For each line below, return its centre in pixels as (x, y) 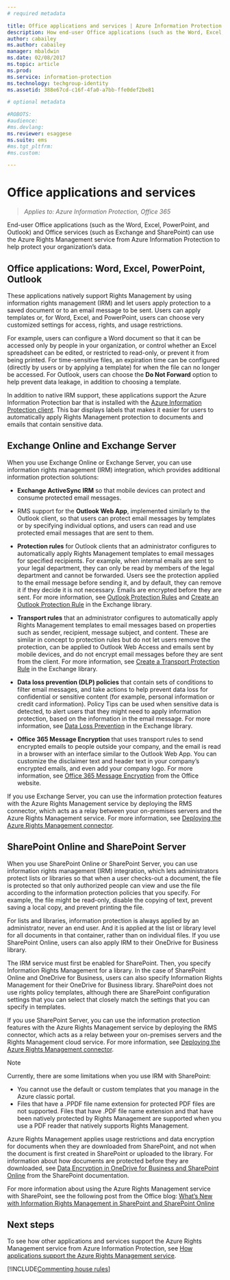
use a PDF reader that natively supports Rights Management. (103, 1126)
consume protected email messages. (69, 498)
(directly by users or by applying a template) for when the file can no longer (114, 367)
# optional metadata (37, 102)
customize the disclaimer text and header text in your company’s (108, 761)
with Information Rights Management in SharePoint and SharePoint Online (111, 1203)
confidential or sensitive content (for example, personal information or (116, 697)
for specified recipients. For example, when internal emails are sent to (115, 561)
